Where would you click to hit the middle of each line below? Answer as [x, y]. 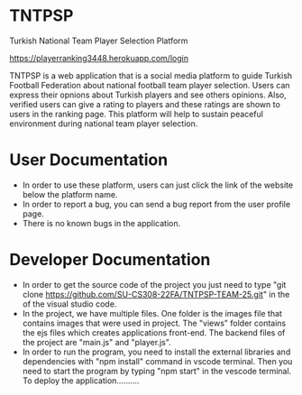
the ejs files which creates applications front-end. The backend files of [154, 332]
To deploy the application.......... [81, 381]
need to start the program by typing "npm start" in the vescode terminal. [157, 371]
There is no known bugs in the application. [101, 223]
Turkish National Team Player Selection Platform [99, 41]
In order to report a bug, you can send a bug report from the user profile [156, 204]
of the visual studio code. [69, 304]
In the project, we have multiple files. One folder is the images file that [152, 313]
